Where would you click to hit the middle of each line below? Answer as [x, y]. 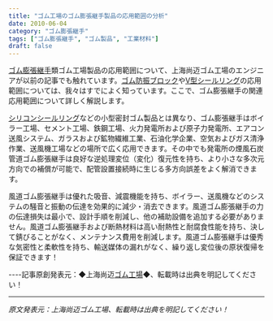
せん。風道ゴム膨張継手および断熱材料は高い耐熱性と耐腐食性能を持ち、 [129, 227]
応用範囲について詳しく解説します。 [69, 101]
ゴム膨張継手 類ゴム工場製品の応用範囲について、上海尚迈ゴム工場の [122, 71]
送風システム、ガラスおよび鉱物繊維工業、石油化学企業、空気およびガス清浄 [136, 138]
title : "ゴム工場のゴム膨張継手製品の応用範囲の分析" [89, 16]
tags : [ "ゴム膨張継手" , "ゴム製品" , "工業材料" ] [84, 39]
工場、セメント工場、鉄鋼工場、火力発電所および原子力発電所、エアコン [143, 128]
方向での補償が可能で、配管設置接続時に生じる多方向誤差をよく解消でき [129, 169]
